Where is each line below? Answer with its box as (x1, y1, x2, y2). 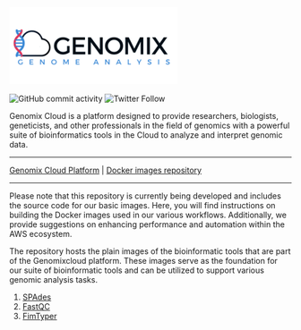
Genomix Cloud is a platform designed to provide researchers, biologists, (9, 111, 279, 121)
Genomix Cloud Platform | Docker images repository (9, 165, 202, 175)
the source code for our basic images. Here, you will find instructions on (9, 200, 276, 210)
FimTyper (21, 311, 57, 321)
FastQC (21, 301, 51, 311)
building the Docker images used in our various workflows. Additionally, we (9, 209, 287, 220)
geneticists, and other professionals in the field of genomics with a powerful (9, 120, 290, 131)
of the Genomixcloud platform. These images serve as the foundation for (9, 256, 278, 266)
